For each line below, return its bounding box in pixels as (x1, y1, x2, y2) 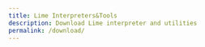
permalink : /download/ (8, 26, 85, 34)
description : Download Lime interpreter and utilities (8, 19, 198, 27)
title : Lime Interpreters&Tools (8, 11, 117, 20)
